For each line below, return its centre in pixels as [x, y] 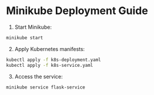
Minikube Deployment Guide [77, 11]
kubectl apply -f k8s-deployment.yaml [53, 60]
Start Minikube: [33, 27]
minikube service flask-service [46, 87]
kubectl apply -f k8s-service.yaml [50, 65]
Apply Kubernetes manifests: [50, 49]
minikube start [25, 38]
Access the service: [38, 76]
